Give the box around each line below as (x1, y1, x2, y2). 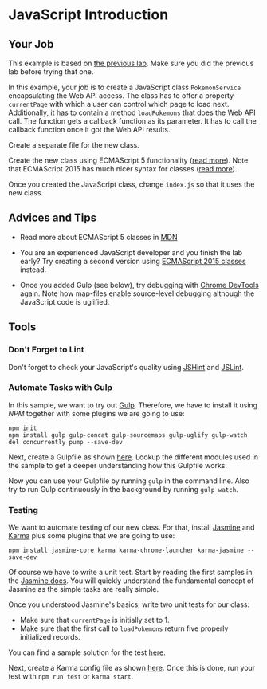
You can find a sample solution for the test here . (8, 648, 166, 657)
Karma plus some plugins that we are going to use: (8, 531, 175, 541)
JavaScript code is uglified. (19, 297, 110, 306)
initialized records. (19, 632, 81, 642)
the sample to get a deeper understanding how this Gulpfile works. (8, 460, 228, 470)
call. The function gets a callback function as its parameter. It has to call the (8, 116, 257, 125)
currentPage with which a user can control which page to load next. (8, 100, 230, 108)
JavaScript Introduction (8, 6, 169, 24)
